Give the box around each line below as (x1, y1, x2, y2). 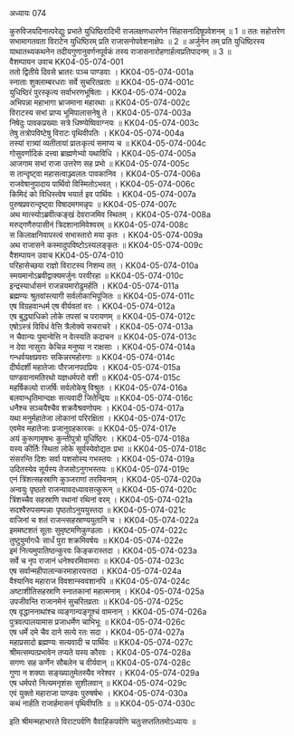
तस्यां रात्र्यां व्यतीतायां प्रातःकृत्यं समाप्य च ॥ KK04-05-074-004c (9, 138, 206, 148)
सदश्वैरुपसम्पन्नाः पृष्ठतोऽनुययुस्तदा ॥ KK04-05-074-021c (9, 504, 186, 515)
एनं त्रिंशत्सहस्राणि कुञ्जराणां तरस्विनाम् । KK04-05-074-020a (9, 474, 202, 484)
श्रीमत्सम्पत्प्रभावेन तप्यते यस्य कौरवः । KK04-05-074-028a (9, 647, 192, 657)
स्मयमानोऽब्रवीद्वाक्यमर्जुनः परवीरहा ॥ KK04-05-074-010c (9, 271, 184, 281)
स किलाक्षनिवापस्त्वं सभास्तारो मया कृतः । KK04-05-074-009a (9, 230, 204, 240)
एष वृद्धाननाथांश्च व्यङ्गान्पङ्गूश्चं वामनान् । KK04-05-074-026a (9, 607, 207, 617)
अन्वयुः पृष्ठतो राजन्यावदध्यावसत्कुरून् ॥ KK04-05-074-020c (9, 484, 197, 494)
